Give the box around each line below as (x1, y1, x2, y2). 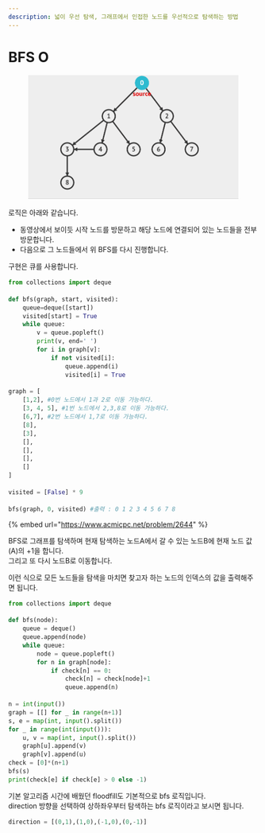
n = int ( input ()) (8, 700, 66, 708)
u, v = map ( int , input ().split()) (22, 734, 136, 742)
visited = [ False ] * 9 (8, 488, 83, 496)
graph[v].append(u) (22, 750, 87, 759)
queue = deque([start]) (22, 303, 94, 312)
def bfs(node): (8, 617, 59, 625)
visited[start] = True (22, 312, 98, 320)
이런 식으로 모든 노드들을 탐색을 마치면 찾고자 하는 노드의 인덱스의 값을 (8, 573, 226, 582)
